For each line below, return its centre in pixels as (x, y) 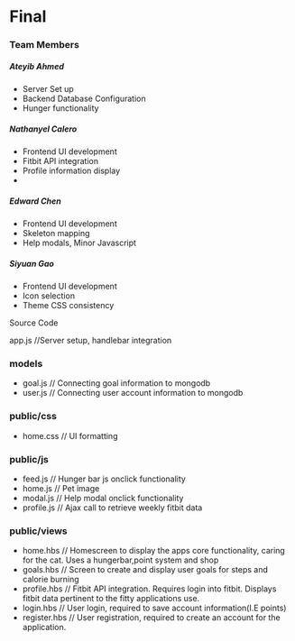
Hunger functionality (60, 108)
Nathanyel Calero (43, 129)
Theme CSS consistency (68, 305)
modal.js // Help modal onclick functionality (103, 498)
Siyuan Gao (32, 263)
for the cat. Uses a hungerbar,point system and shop (120, 560)
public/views (38, 531)
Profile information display (71, 171)
